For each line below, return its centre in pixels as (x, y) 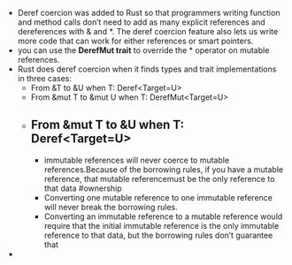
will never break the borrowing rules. (111, 207)
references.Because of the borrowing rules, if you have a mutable (164, 169)
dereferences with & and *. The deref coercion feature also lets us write (148, 31)
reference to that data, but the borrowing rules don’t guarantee (158, 235)
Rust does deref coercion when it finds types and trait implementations (147, 69)
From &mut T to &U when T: (108, 125)
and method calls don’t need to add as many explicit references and (141, 22)
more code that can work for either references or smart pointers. (135, 41)
